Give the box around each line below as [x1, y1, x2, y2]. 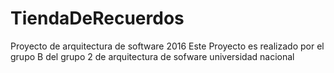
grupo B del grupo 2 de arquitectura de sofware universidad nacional [10, 50, 295, 62]
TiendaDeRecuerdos [10, 7, 185, 30]
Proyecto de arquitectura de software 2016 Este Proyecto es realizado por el [10, 40, 325, 52]
